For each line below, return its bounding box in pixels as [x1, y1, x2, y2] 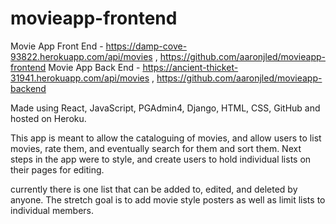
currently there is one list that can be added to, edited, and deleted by [10, 183, 298, 195]
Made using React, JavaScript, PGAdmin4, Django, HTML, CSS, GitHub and [10, 102, 321, 114]
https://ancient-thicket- [142, 61, 239, 73]
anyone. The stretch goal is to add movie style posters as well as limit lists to [10, 193, 326, 206]
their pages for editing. [10, 163, 105, 176]
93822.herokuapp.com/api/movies [10, 50, 153, 62]
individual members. [10, 204, 95, 216]
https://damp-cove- [105, 40, 188, 52]
